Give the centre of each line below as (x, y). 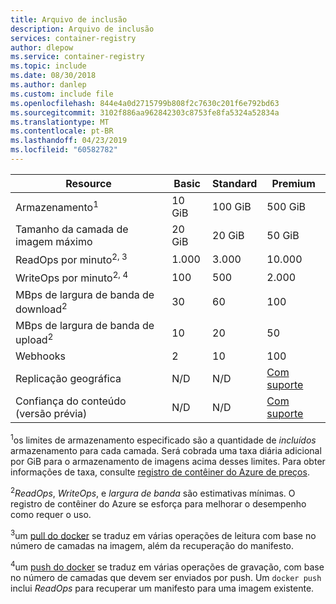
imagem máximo (54, 241)
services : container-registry (73, 38)
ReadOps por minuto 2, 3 (71, 259)
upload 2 (34, 339)
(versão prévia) (51, 414)
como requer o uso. (51, 514)
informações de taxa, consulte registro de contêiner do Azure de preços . (160, 472)
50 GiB (283, 235)
